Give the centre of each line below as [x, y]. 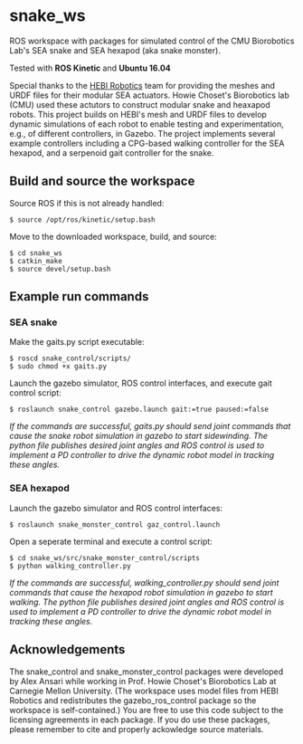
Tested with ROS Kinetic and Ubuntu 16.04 [90, 68]
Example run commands [79, 296]
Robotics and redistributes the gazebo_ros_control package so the [133, 700]
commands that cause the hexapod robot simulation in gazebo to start [141, 592]
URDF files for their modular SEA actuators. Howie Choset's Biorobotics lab [149, 95]
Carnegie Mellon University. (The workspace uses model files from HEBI [144, 691]
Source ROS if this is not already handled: [87, 203]
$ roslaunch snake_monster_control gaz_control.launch [115, 525]
